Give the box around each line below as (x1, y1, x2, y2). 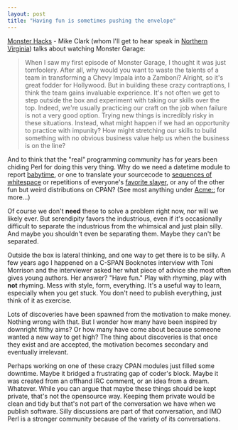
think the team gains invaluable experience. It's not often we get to (24, 88, 220, 97)
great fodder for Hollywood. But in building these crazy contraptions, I (24, 80, 230, 89)
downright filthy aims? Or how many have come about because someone (7, 325, 222, 333)
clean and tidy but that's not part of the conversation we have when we (7, 399, 216, 408)
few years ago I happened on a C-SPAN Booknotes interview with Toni (7, 258, 214, 267)
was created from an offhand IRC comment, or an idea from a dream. (7, 377, 210, 385)
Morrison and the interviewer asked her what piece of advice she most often (7, 266, 232, 274)
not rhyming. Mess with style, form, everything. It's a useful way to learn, (7, 280, 222, 289)
